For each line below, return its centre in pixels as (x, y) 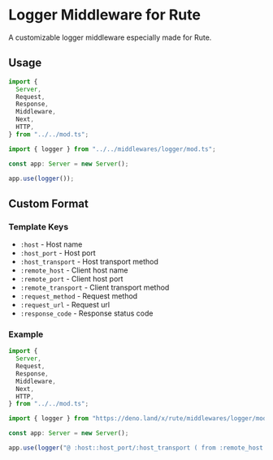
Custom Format (49, 203)
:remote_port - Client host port (71, 279)
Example (26, 334)
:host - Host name (51, 244)
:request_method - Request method (79, 296)
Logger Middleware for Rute (105, 15)
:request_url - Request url (65, 305)
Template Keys (39, 226)
